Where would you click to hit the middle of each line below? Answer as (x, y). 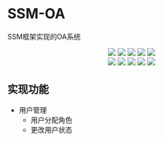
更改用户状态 (51, 129)
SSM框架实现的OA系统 (44, 36)
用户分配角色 (51, 120)
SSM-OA (37, 14)
